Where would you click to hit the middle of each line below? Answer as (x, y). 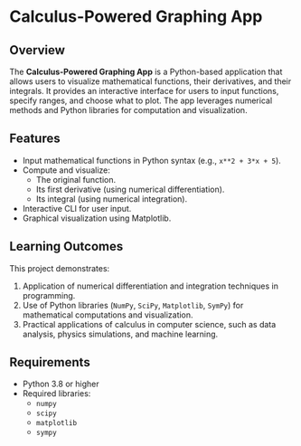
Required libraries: (56, 394)
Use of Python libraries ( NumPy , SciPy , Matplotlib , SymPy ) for (133, 305)
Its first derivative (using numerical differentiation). (130, 189)
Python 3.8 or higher (61, 384)
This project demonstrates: (60, 268)
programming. (49, 295)
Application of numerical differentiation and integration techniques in (150, 286)
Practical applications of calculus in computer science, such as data (149, 324)
